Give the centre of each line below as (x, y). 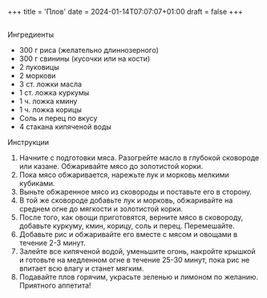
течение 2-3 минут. (52, 243)
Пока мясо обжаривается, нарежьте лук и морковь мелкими (124, 175)
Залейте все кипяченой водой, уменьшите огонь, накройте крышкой (137, 252)
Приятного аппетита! (55, 286)
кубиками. (37, 183)
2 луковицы (39, 67)
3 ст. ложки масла (50, 84)
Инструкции (28, 143)
